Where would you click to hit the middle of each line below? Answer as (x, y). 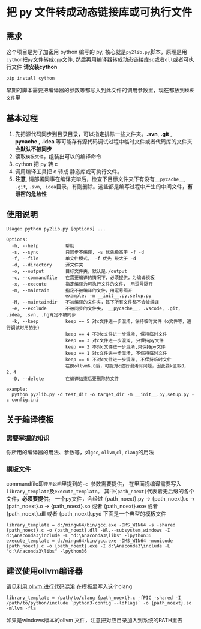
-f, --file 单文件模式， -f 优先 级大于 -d (74, 259)
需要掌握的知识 (28, 438)
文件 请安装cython (34, 67)
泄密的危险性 (31, 194)
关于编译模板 (30, 420)
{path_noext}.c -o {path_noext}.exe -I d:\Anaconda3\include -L (88, 546)
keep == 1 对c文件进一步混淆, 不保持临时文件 (116, 353)
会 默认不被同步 (33, 149)
